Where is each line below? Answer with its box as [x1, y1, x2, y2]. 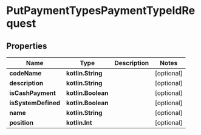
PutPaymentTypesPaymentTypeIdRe [6, 4, 196, 18]
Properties [6, 41, 47, 51]
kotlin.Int [66, 119, 92, 126]
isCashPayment [9, 89, 56, 97]
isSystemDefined [9, 99, 61, 107]
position [9, 119, 34, 126]
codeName [9, 69, 42, 77]
